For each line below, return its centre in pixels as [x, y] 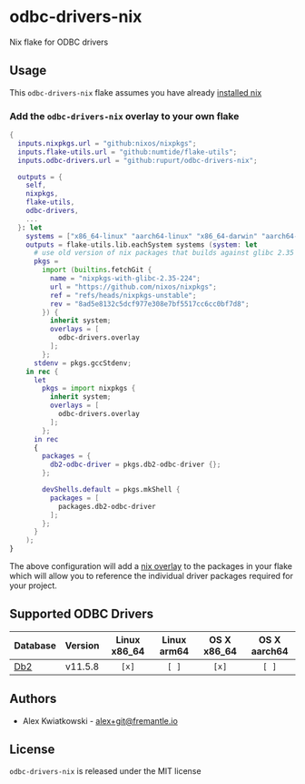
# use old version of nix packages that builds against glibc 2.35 [164, 253]
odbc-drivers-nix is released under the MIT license [105, 771]
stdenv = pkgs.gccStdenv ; [82, 363]
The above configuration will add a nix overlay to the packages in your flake [151, 566]
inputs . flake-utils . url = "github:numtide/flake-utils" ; [128, 152]
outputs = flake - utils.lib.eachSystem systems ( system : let [142, 244]
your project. [33, 585]
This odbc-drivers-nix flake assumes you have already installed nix [136, 92]
